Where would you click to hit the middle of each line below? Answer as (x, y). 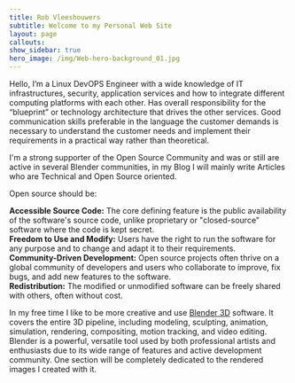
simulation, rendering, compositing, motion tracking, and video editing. (138, 332)
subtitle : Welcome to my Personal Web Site (91, 26)
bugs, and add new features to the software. (90, 277)
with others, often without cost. (66, 295)
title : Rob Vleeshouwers (55, 17)
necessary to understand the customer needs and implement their (130, 131)
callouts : (27, 42)
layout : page (33, 34)
